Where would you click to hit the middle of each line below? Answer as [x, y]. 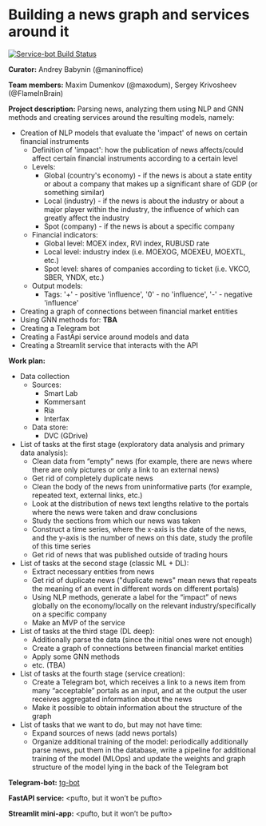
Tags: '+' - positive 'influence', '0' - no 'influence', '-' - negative [148, 294]
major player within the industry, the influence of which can [141, 209]
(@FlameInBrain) [36, 93]
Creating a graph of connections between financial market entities [129, 311]
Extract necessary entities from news [93, 571]
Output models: [57, 285]
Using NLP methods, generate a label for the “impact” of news [134, 597]
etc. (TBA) [49, 664]
